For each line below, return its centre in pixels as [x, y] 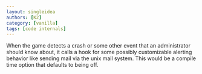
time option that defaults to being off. [52, 65]
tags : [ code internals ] [36, 29]
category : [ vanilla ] [32, 23]
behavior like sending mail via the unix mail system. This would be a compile [101, 58]
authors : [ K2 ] [24, 17]
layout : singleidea [31, 12]
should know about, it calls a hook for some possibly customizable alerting [99, 52]
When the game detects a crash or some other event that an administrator [98, 46]
